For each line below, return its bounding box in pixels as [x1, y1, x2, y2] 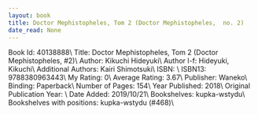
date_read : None [8, 26, 61, 34]
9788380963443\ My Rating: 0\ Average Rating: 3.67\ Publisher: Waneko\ [8, 72, 248, 83]
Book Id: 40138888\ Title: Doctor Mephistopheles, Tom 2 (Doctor [8, 48, 219, 57]
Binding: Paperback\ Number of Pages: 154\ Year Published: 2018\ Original [8, 81, 250, 91]
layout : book [8, 11, 51, 20]
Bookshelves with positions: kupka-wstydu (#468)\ [8, 98, 175, 107]
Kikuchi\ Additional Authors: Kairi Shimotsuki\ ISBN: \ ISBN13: [8, 65, 207, 74]
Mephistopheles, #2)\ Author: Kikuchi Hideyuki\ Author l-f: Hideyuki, [8, 56, 230, 65]
